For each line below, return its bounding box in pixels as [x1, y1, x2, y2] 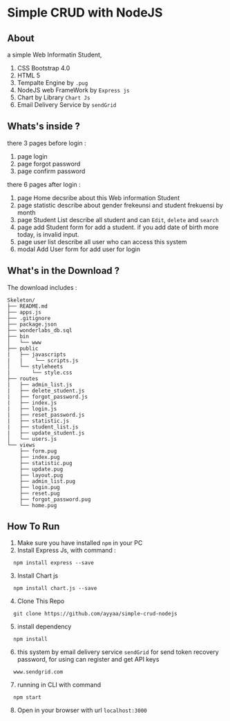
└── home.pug [19, 502, 57, 508]
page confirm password [17, 167, 86, 175]
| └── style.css [7, 369, 73, 376]
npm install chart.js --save [13, 585, 97, 592]
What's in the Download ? [7, 265, 120, 277]
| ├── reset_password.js [7, 411, 85, 418]
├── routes [7, 375, 39, 382]
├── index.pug [19, 453, 60, 460]
